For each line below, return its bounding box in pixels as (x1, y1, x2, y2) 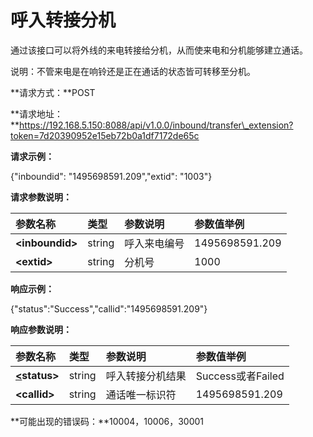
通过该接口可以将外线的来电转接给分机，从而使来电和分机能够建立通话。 (10, 44, 308, 56)
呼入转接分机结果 (105, 369, 187, 383)
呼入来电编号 (124, 236, 185, 250)
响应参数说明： (10, 323, 72, 335)
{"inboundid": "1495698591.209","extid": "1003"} (10, 170, 213, 182)
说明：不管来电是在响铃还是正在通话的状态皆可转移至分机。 (10, 65, 256, 77)
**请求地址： (10, 107, 64, 120)
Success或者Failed (195, 369, 285, 383)
